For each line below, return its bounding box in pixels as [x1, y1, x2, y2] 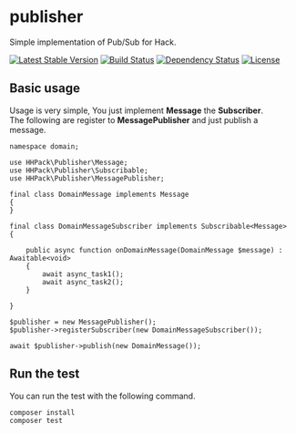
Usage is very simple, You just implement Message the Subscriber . [9, 105, 264, 116]
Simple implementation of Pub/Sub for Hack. [9, 36, 177, 47]
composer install [9, 408, 76, 417]
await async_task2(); [42, 277, 125, 286]
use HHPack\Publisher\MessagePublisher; [9, 173, 166, 183]
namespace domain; [9, 141, 79, 151]
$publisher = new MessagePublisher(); [9, 317, 157, 326]
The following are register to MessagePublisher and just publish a [9, 114, 259, 125]
